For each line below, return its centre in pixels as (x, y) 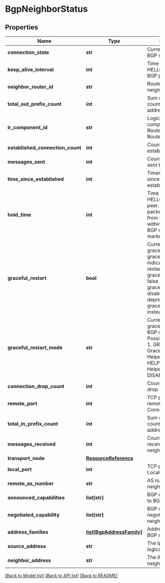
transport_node (26, 458)
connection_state (28, 52)
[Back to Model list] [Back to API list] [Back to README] (61, 576)
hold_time (19, 215)
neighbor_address (29, 560)
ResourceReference (110, 458)
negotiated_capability (34, 515)
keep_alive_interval (31, 70)
